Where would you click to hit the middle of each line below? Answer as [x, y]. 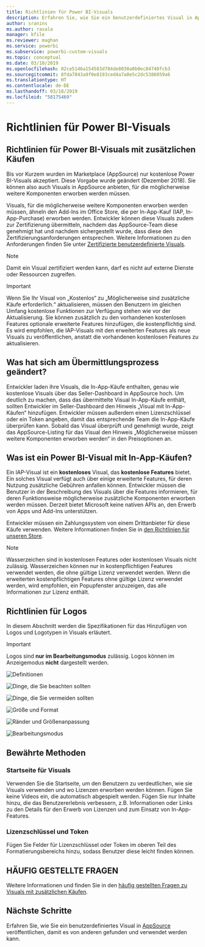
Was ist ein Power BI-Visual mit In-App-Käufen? [99, 457]
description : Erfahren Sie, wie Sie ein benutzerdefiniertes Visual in [99, 18]
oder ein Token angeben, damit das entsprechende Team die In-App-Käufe [101, 419]
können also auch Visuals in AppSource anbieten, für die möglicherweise [98, 187]
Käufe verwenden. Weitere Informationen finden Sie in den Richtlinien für [98, 530]
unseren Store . [25, 536]
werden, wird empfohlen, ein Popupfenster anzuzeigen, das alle [86, 586]
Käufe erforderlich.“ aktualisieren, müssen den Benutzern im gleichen [94, 304]
